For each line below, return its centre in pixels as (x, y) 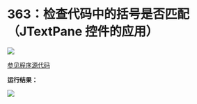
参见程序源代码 (29, 65)
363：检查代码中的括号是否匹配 (98, 14)
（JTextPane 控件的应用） (83, 32)
